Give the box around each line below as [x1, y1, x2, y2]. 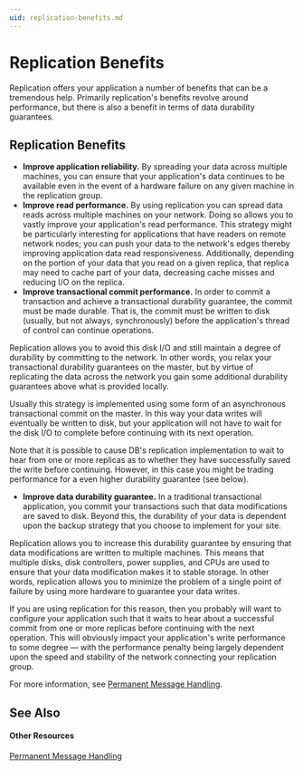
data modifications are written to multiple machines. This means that [9, 547, 265, 558]
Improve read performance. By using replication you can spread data [22, 200, 283, 211]
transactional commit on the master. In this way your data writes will [9, 409, 262, 419]
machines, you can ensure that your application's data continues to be [22, 171, 285, 182]
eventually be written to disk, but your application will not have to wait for [9, 418, 282, 428]
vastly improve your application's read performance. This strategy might [22, 219, 292, 230]
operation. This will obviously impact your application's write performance [9, 632, 287, 643]
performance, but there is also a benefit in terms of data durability [9, 101, 255, 112]
